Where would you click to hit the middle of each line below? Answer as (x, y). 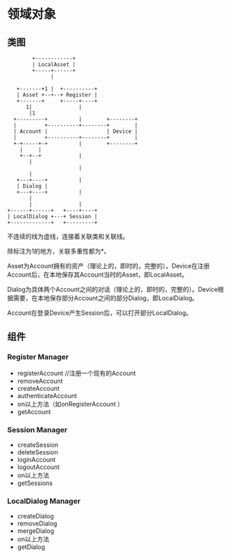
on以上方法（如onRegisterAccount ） (70, 404)
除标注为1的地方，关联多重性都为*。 (59, 251)
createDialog (35, 516)
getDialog (31, 547)
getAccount (34, 411)
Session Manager (37, 429)
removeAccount (40, 381)
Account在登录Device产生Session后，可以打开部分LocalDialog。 (100, 313)
